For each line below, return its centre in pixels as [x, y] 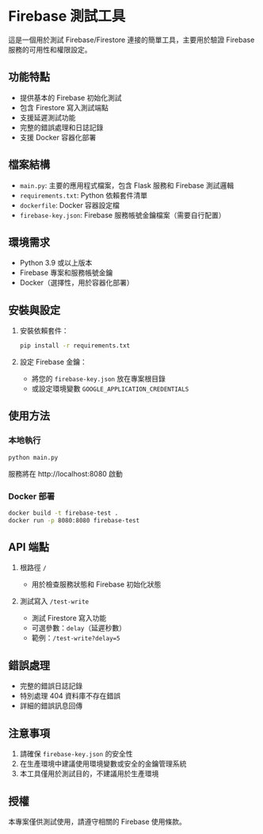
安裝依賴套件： [44, 331]
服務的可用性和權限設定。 [50, 49]
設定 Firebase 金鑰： [53, 362]
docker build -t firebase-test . [63, 513]
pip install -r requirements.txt [75, 346]
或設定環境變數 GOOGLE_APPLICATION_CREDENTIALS [110, 388]
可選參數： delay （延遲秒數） [79, 628]
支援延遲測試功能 [48, 117]
